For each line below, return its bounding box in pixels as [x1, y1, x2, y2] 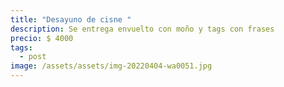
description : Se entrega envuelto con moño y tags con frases [10, 24, 275, 34]
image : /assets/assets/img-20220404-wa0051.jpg [10, 61, 213, 71]
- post [19, 52, 47, 62]
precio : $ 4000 [10, 33, 74, 43]
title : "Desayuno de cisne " [10, 14, 132, 25]
